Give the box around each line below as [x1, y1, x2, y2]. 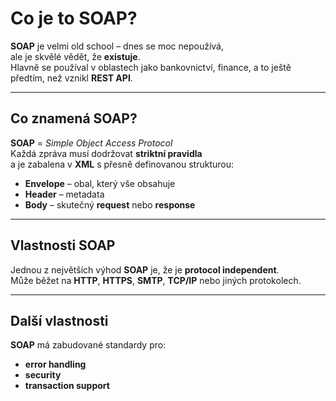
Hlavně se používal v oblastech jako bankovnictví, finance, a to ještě [10, 61, 292, 73]
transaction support [24, 380, 110, 392]
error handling [24, 358, 87, 371]
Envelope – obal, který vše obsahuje [24, 177, 176, 189]
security [24, 369, 62, 381]
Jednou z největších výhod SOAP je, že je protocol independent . [10, 263, 280, 276]
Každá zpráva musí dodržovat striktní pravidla [10, 147, 203, 159]
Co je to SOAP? [10, 7, 138, 30]
